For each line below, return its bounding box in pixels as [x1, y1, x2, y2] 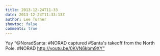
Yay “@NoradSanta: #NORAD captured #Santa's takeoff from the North [5, 40, 155, 46]
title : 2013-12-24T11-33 [5, 7, 58, 13]
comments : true [5, 26, 38, 31]
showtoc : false [5, 21, 38, 27]
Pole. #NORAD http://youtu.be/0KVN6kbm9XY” [5, 45, 105, 51]
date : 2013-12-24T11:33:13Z [5, 12, 65, 17]
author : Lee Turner [5, 17, 47, 22]
